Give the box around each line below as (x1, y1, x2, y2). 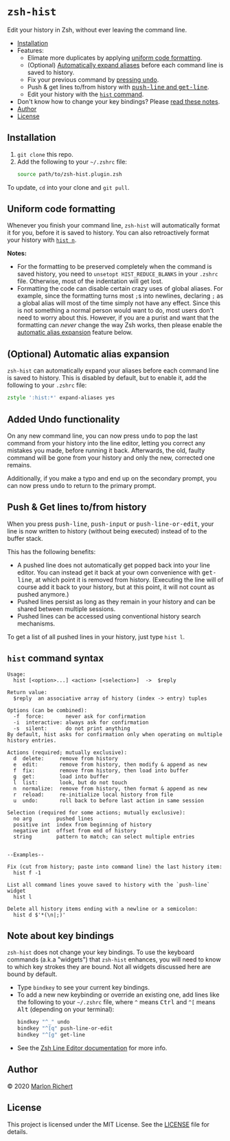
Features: (16, 46, 45, 54)
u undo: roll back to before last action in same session (13, 797, 205, 804)
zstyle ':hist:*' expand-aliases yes (7, 395, 115, 401)
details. (7, 1127, 28, 1136)
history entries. (7, 737, 57, 744)
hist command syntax (7, 652, 104, 665)
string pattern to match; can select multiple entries (13, 833, 195, 840)
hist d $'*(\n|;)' (13, 911, 67, 918)
